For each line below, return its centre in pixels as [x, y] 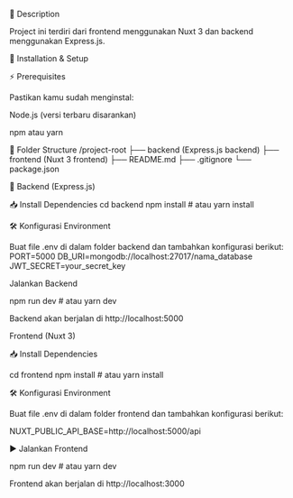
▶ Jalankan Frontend [49, 448]
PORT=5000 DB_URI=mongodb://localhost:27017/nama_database [131, 256]
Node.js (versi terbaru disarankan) [73, 115]
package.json [35, 169]
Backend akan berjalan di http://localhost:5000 [96, 318]
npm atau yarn [37, 132]
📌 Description [35, 14]
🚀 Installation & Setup [49, 58]
